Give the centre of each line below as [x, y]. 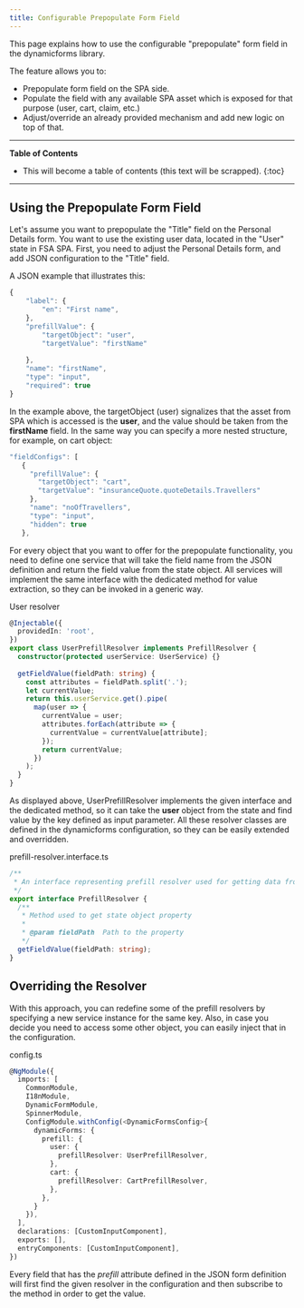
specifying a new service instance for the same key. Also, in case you [139, 1018]
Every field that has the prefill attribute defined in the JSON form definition [148, 1274]
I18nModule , [48, 1097]
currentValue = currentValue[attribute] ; [128, 733]
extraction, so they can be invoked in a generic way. [106, 589]
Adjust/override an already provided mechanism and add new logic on [153, 117]
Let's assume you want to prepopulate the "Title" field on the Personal [140, 230]
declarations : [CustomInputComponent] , [93, 1232]
